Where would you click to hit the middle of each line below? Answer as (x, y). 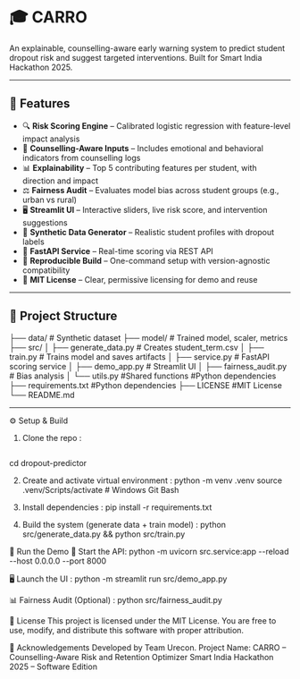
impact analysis (51, 139)
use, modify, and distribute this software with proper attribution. (126, 630)
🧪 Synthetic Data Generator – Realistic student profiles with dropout (148, 232)
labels (33, 242)
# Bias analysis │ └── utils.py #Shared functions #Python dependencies (143, 376)
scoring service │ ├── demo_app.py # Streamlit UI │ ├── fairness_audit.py (148, 366)
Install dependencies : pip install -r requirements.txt (117, 507)
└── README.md (42, 395)
